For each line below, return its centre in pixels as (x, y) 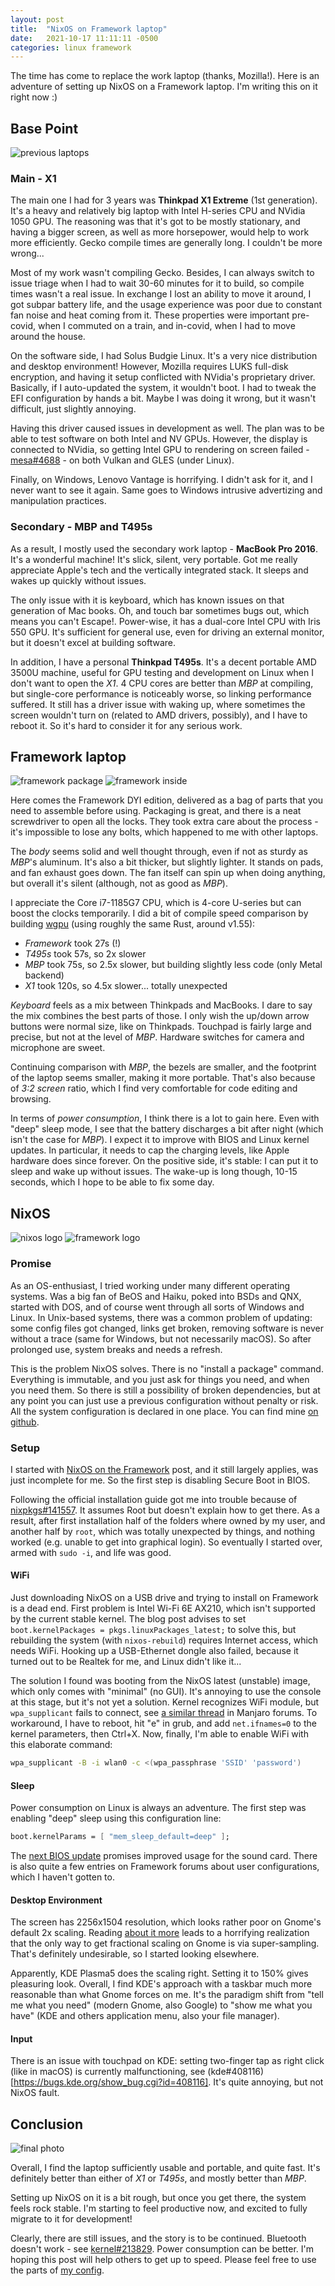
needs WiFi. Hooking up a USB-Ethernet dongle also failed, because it (154, 1651)
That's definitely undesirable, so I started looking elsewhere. (135, 1954)
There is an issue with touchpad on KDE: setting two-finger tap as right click (167, 2061)
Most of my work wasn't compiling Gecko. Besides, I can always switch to (162, 273)
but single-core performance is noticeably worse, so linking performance (161, 693)
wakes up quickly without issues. (78, 580)
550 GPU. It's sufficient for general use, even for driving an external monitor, (167, 632)
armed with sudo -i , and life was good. (91, 1552)
